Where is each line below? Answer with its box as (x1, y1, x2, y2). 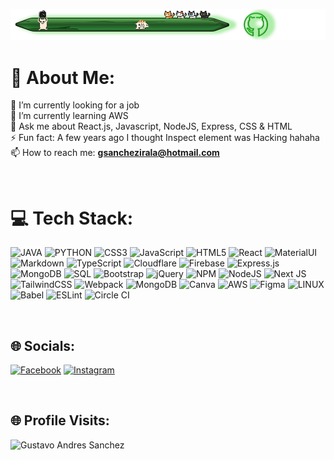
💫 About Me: (10, 66, 116, 89)
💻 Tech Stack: (10, 207, 134, 229)
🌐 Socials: (10, 337, 76, 354)
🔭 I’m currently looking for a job (10, 99, 140, 111)
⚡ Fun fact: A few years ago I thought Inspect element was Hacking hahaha (10, 132, 320, 144)
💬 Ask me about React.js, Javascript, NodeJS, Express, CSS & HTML (10, 120, 293, 133)
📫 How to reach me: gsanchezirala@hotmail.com (10, 147, 220, 159)
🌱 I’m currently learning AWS (10, 110, 129, 122)
